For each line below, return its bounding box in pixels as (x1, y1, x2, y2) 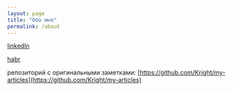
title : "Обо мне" (7, 17, 58, 23)
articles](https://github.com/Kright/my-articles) (7, 76, 142, 84)
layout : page (7, 10, 45, 17)
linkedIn (7, 42, 30, 50)
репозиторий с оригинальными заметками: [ (7, 68, 140, 77)
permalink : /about (7, 23, 60, 30)
